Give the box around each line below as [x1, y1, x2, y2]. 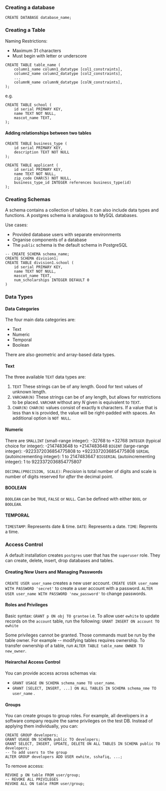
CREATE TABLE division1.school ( [5, 261, 74, 265]
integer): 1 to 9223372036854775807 [5, 459, 82, 465]
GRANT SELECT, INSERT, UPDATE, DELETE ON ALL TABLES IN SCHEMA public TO [5, 741, 161, 746]
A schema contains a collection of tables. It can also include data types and [5, 207, 159, 213]
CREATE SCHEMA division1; [5, 256, 58, 261]
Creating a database [5, 4, 55, 11]
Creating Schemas [5, 196, 51, 203]
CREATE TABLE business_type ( [5, 141, 68, 146]
